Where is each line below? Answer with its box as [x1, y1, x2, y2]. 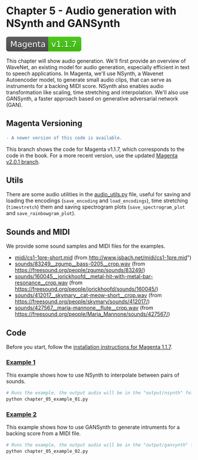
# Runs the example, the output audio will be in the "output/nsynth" [6, 390, 183, 396]
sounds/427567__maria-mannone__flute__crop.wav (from [14, 304, 154, 312]
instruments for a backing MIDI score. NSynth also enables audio [6, 82, 164, 89]
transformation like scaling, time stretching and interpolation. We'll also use [6, 89, 189, 96]
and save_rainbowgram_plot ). [6, 210, 76, 217]
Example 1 [6, 358, 36, 366]
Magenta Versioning [6, 118, 82, 128]
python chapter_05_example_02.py [6, 448, 88, 455]
